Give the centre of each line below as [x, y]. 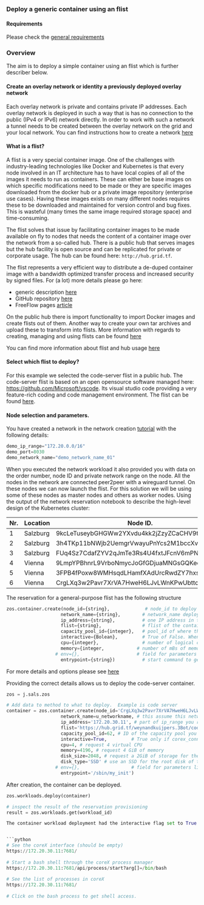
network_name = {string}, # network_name [121, 614]
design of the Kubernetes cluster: [48, 508]
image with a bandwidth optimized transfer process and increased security [100, 274]
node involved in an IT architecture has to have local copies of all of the [96, 173]
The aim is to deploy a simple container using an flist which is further [93, 66]
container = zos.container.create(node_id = [62, 711]
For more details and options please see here [63, 671]
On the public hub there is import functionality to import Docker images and [101, 317]
